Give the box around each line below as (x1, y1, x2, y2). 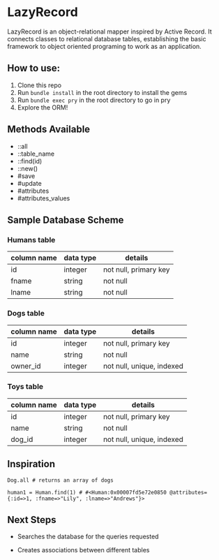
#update (17, 179, 42, 187)
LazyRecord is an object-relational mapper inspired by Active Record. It (7, 27, 212, 36)
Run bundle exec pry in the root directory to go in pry (17, 96, 171, 104)
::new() (17, 164, 38, 172)
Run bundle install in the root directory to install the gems (17, 88, 188, 96)
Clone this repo (17, 81, 61, 89)
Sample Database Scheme (7, 214, 124, 226)
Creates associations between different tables (17, 546, 150, 554)
